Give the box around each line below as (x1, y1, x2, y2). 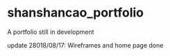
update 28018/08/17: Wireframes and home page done (7, 41, 164, 49)
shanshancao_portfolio (7, 5, 144, 21)
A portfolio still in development (7, 28, 95, 36)
